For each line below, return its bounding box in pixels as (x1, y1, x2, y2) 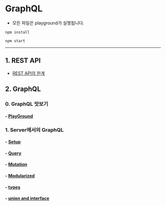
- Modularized (5, 172, 35, 178)
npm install (5, 30, 30, 35)
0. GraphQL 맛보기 (5, 101, 48, 108)
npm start (5, 38, 26, 43)
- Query (5, 150, 22, 156)
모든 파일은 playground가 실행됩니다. (12, 20, 84, 26)
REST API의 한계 (12, 70, 45, 76)
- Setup (5, 139, 21, 145)
